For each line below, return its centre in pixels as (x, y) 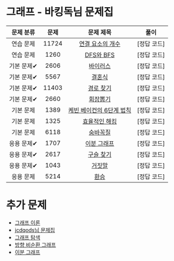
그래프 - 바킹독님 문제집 (60, 12)
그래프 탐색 (27, 237)
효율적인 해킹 (100, 121)
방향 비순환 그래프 (35, 244)
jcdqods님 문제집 (35, 230)
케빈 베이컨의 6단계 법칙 (100, 110)
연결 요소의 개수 (100, 44)
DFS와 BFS (100, 55)
